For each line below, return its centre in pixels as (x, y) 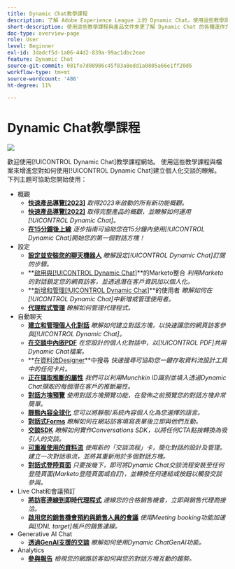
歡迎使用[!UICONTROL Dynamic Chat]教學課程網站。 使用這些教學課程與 (112, 162)
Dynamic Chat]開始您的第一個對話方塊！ (86, 238)
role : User (23, 40)
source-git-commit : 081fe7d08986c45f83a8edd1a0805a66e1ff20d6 (100, 66)
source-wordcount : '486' (43, 79)
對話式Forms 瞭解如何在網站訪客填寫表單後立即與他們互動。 (115, 422)
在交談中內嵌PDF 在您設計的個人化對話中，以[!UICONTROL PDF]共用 (127, 343)
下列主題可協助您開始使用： (47, 180)
